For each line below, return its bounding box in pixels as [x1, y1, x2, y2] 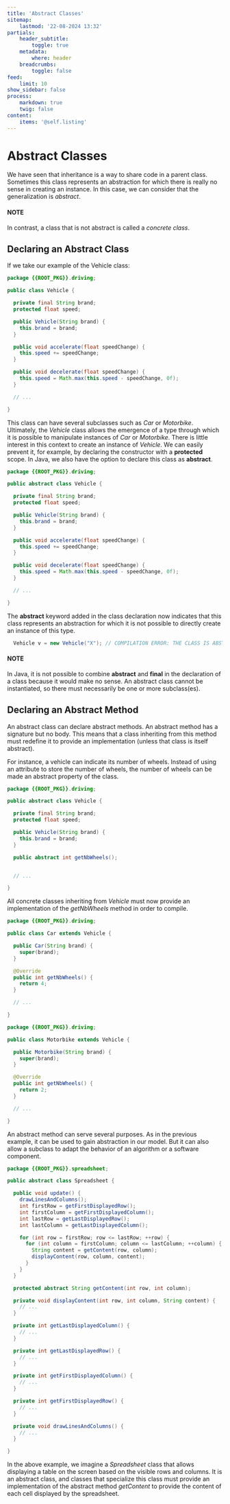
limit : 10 [19, 80, 48, 87]
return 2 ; [19, 1086, 48, 1094]
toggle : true [31, 42, 69, 49]
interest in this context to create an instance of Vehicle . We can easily [7, 440, 203, 449]
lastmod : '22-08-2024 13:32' [19, 23, 103, 29]
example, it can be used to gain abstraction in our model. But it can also [7, 1137, 209, 1145]
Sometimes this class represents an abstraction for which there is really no [7, 178, 218, 186]
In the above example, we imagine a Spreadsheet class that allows [7, 1460, 194, 1468]
